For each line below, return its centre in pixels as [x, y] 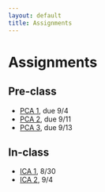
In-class [29, 152]
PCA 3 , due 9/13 [46, 127]
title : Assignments [40, 23]
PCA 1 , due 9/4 [44, 110]
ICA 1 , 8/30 [37, 171]
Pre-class [32, 92]
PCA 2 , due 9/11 [45, 119]
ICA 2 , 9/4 [36, 180]
